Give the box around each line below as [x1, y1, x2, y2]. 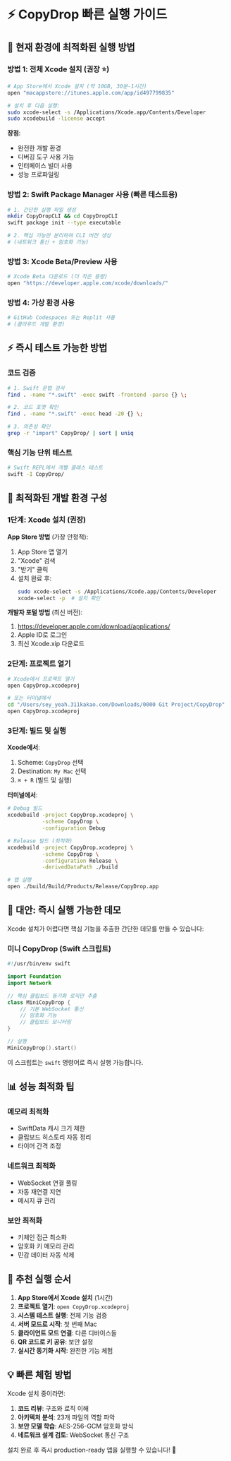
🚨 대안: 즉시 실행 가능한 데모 [7, 905, 122, 917]
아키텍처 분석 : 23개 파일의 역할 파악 [17, 1413, 115, 1421]
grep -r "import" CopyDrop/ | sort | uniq [7, 430, 134, 437]
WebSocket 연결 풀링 [17, 1179, 77, 1187]
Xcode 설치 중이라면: [7, 1389, 65, 1397]
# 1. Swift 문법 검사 [7, 384, 65, 392]
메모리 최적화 [7, 1107, 49, 1116]
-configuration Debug [42, 825, 106, 832]
